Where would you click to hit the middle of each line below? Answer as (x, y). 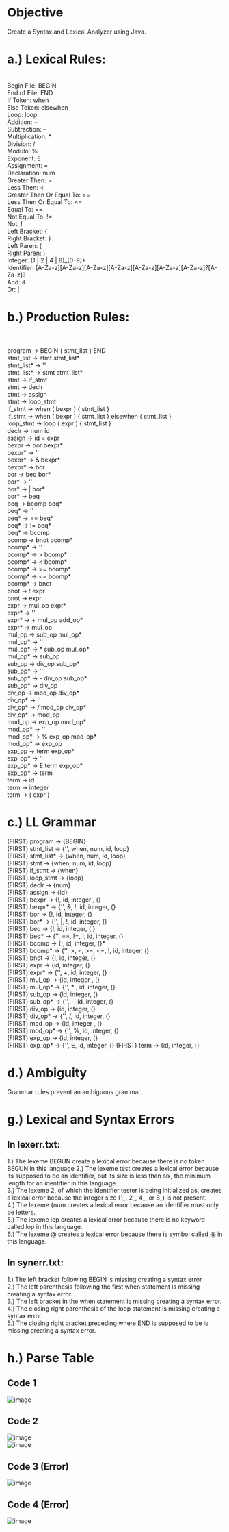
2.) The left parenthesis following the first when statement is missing (104, 1287)
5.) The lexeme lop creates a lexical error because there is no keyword (106, 1219)
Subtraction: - (27, 129)
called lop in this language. (45, 1226)
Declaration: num (31, 173)
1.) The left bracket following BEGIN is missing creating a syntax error (105, 1279)
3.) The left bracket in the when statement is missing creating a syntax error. (114, 1301)
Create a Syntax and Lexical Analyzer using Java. (77, 32)
